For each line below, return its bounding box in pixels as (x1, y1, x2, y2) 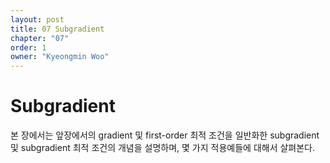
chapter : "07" (10, 33, 70, 43)
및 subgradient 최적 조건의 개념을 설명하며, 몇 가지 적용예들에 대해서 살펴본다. (10, 142, 316, 154)
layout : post (10, 14, 65, 25)
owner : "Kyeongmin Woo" (10, 52, 110, 62)
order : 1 (10, 42, 47, 53)
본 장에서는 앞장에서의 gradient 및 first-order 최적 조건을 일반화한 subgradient (10, 129, 320, 141)
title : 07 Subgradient (10, 24, 105, 34)
